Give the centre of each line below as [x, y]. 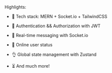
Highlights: [15, 7]
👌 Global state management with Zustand [54, 55]
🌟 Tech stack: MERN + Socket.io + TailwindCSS [59, 16]
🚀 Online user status [32, 45]
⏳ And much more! [31, 66]
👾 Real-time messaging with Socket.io [50, 35]
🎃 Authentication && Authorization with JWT [56, 26]
